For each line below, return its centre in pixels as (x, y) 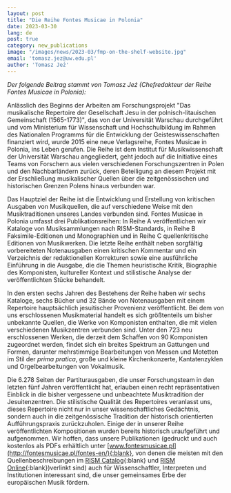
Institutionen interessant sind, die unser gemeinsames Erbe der (97, 475)
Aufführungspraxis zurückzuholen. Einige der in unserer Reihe (96, 423)
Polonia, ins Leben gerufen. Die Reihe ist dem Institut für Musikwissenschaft (115, 149)
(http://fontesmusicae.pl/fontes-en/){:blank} (70, 453)
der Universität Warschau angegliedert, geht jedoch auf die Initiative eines (112, 157)
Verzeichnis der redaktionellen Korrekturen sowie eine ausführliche (103, 258)
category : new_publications (48, 46)
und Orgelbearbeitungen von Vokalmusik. (66, 366)
